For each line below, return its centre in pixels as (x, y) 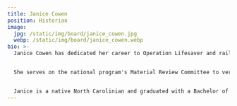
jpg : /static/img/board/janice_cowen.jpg (75, 34)
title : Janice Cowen (38, 14)
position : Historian (38, 20)
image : (17, 27)
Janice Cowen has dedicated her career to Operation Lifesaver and (115, 54)
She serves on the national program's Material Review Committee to (116, 72)
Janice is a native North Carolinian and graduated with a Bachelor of (121, 91)
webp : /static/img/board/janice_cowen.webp (78, 40)
